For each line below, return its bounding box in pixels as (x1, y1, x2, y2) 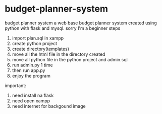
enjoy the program (12, 72, 51, 79)
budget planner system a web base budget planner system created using (5, 20, 157, 26)
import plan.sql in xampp (12, 35, 64, 41)
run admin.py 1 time (12, 62, 53, 68)
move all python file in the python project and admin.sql (12, 56, 128, 62)
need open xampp (12, 97, 50, 104)
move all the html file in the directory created (12, 51, 105, 57)
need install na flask (12, 92, 54, 98)
